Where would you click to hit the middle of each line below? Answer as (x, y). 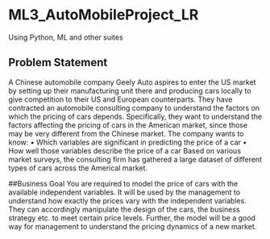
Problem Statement (58, 63)
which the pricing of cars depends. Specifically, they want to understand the (135, 116)
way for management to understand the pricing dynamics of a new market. (133, 226)
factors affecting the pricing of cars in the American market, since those (128, 125)
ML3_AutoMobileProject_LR (104, 15)
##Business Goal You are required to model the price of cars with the (123, 183)
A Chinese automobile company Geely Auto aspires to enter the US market (132, 82)
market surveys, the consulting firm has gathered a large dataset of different (135, 159)
